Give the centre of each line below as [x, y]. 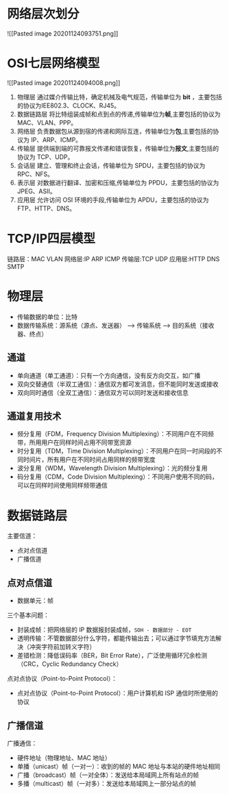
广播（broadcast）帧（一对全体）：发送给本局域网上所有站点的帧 [108, 775]
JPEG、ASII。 [36, 191]
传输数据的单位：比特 [47, 317]
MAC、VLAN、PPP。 [47, 122]
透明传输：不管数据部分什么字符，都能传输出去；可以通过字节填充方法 [116, 638]
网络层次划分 [44, 14]
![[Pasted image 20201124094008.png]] [64, 82]
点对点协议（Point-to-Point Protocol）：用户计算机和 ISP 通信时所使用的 [117, 693]
